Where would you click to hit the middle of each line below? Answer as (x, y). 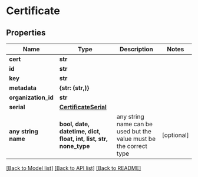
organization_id (32, 97)
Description (136, 49)
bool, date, (75, 124)
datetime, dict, (80, 131)
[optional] (175, 135)
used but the (134, 131)
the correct (132, 146)
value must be (136, 139)
